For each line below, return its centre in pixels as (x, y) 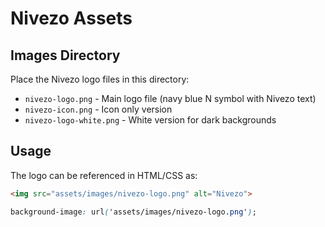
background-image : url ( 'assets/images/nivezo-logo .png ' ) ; (133, 212)
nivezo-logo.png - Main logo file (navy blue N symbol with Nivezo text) (170, 98)
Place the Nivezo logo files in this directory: (100, 79)
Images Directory (65, 55)
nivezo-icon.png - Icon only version (98, 109)
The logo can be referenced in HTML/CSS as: (104, 175)
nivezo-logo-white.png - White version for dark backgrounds (150, 120)
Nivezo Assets (71, 18)
